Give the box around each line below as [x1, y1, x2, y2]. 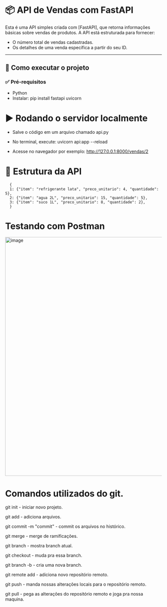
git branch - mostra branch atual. [5, 543, 73, 549]
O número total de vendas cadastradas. [12, 39, 93, 45]
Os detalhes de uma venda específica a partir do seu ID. [12, 44, 128, 50]
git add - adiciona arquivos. [5, 514, 62, 520]
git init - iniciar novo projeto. [5, 504, 63, 510]
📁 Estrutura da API [5, 166, 82, 177]
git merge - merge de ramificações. [5, 533, 78, 539]
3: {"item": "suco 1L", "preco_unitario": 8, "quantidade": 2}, [9, 200, 146, 204]
